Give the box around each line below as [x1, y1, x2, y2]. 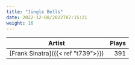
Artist [48, 39, 65, 48]
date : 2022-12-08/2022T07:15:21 [6, 14, 87, 20]
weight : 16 [6, 20, 34, 26]
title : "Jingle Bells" [6, 8, 63, 15]
